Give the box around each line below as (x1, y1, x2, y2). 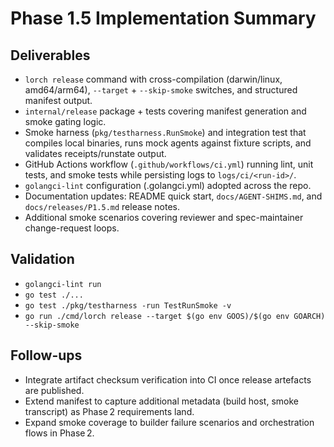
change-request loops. (24, 222, 120, 234)
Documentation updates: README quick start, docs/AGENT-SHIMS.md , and (24, 190, 323, 202)
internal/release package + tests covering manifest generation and (24, 105, 307, 117)
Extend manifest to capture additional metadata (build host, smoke (24, 395, 299, 407)
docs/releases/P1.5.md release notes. (24, 201, 181, 212)
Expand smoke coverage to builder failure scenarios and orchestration (24, 416, 315, 428)
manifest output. (24, 95, 93, 106)
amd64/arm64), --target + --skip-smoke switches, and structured (24, 84, 298, 96)
